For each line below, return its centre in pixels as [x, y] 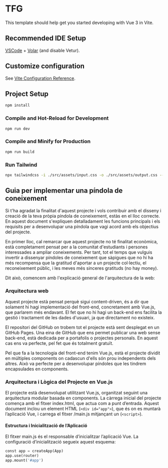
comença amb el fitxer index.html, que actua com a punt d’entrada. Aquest [82, 403]
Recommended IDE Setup [46, 38]
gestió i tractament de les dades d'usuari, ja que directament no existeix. [80, 317]
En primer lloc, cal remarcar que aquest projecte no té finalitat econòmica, [82, 241]
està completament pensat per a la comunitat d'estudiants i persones [76, 247]
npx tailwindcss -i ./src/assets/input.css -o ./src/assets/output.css [81, 175]
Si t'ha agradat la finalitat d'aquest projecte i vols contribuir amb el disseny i [83, 210]
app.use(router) [22, 456]
